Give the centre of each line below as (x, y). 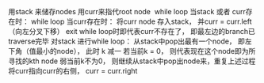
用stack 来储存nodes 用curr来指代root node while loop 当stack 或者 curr (127, 11)
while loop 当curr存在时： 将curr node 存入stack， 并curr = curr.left (141, 21)
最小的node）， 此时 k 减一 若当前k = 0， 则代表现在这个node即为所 (145, 51)
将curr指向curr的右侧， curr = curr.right (73, 71)
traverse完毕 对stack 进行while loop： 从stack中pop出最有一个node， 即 (127, 41)
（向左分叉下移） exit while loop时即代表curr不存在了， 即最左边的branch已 (132, 31)
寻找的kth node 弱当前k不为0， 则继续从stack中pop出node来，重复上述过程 (132, 61)
